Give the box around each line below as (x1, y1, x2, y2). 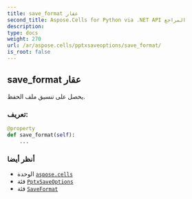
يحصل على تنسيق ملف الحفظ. (7, 92, 85, 101)
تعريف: (7, 109, 29, 119)
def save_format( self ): (7, 132, 76, 138)
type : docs (7, 29, 39, 36)
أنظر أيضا (7, 154, 35, 164)
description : (7, 23, 45, 30)
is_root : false (7, 49, 51, 56)
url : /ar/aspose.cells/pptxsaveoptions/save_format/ (7, 42, 162, 49)
